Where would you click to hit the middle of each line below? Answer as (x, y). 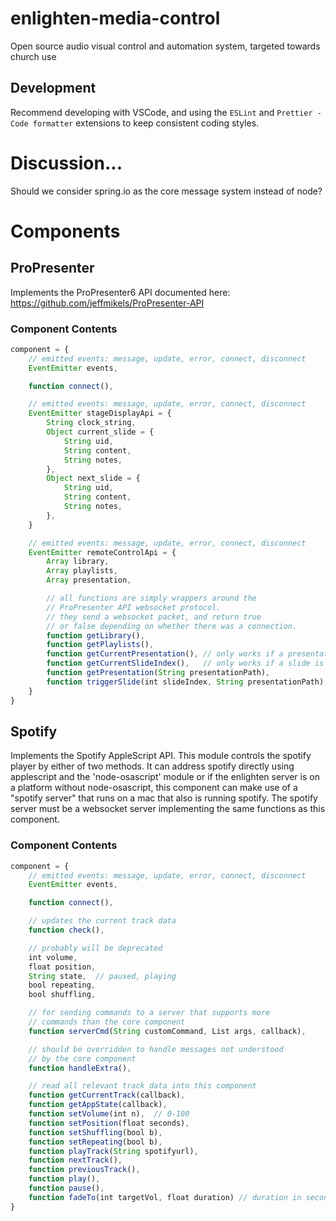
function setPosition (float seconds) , (109, 1123)
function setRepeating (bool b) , (95, 1142)
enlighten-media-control (115, 18)
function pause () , (66, 1188)
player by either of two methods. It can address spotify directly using (152, 766)
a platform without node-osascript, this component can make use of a (154, 788)
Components (65, 231)
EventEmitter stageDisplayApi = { (100, 413)
